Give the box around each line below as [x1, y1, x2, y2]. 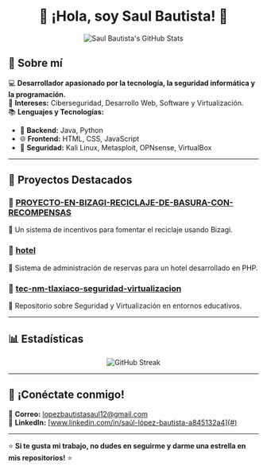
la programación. [8, 89, 66, 99]
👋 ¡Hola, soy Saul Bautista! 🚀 [38, 7, 229, 25]
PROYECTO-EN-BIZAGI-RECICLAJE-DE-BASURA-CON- [15, 197, 234, 208]
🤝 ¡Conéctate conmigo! [8, 388, 125, 402]
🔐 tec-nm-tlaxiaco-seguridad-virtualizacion [8, 282, 182, 293]
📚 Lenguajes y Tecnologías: [8, 107, 105, 116]
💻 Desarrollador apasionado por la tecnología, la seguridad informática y [8, 78, 256, 87]
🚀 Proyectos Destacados [8, 173, 133, 187]
